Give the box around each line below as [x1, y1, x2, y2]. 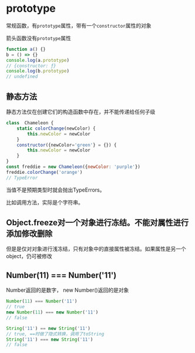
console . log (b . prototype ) [6, 68, 69, 74]
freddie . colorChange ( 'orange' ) [6, 169, 83, 175]
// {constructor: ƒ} [6, 62, 57, 69]
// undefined [6, 74, 38, 80]
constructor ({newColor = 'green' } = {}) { [16, 142, 117, 148]
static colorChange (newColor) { [16, 126, 96, 131]
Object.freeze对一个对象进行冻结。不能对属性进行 [6, 217, 189, 228]
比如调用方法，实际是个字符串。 [6, 199, 83, 206]
